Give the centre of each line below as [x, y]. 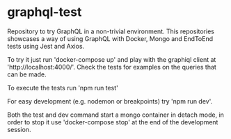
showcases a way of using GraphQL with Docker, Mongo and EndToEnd [110, 38]
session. [19, 129]
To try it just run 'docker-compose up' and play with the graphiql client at [112, 59]
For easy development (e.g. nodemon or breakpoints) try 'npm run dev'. [110, 101]
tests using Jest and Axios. [46, 46]
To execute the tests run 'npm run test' [63, 88]
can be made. [27, 74]
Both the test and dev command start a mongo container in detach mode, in [116, 115]
